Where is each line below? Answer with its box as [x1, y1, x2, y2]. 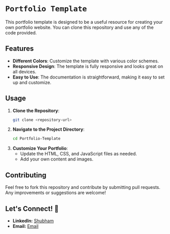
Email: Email [12, 223, 39, 229]
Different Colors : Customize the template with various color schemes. [12, 58, 159, 64]
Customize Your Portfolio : [12, 145, 68, 151]
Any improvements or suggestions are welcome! [5, 189, 106, 196]
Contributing [5, 171, 47, 179]
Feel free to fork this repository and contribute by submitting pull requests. [5, 184, 161, 190]
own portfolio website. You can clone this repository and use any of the [5, 24, 154, 30]
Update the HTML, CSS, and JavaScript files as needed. [20, 151, 138, 157]
